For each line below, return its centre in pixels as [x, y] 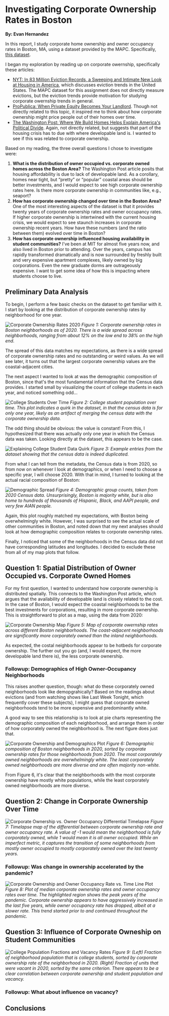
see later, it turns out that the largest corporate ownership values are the [80, 361]
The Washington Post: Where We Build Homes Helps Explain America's [86, 122]
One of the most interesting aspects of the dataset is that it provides [83, 206]
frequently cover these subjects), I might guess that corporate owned [77, 702]
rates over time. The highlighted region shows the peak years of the [76, 894]
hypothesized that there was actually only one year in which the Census [80, 433]
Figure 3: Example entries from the [127, 448]
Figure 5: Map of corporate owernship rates [112, 625]
